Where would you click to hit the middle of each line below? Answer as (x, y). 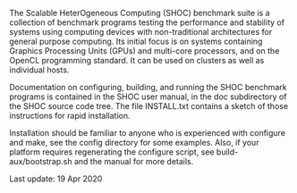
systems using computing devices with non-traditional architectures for (141, 32)
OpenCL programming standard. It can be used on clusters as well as (137, 60)
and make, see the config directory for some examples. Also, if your (134, 143)
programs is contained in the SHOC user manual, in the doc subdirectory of (148, 96)
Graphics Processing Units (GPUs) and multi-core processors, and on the (144, 51)
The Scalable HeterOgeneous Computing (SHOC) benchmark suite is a (140, 13)
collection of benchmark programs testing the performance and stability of (147, 22)
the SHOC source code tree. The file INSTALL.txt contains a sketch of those (149, 106)
